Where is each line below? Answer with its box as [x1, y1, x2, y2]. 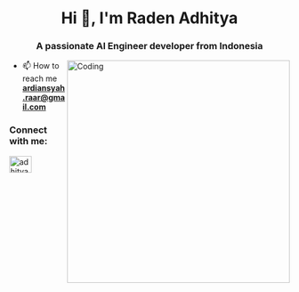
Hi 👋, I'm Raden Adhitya [61, 8, 238, 28]
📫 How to [21, 61, 60, 71]
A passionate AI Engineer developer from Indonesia [36, 40, 263, 53]
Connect [9, 124, 47, 136]
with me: [9, 135, 48, 148]
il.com [21, 101, 46, 112]
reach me [21, 73, 58, 84]
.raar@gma [21, 93, 65, 103]
